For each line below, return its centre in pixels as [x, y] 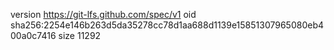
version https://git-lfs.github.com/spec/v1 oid [103, 14]
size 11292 [80, 35]
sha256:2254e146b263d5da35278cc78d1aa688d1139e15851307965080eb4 [167, 25]
